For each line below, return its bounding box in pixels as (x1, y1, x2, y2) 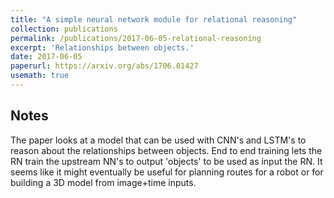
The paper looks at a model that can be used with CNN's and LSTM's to (10, 134, 307, 146)
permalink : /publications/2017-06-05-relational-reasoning (10, 33, 262, 43)
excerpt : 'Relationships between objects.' (10, 42, 195, 53)
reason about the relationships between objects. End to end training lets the (10, 144, 323, 156)
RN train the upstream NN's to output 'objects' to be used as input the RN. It (10, 155, 323, 167)
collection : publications (10, 24, 118, 34)
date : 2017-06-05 (10, 52, 83, 62)
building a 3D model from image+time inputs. (10, 176, 197, 188)
